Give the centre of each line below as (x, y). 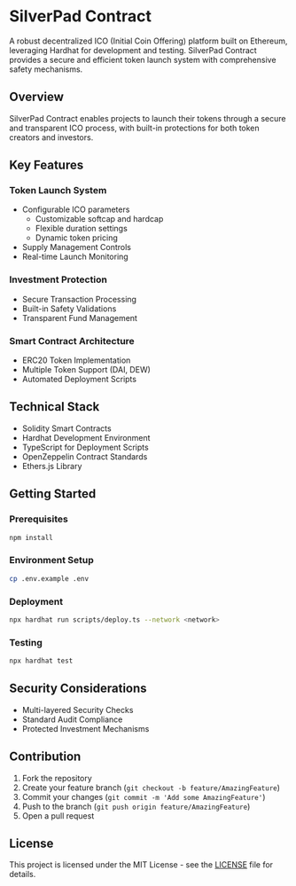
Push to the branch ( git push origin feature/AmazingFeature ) (136, 806)
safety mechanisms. (46, 69)
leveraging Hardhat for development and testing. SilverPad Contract (133, 50)
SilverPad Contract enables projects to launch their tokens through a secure (148, 118)
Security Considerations (78, 689)
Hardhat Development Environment (86, 437)
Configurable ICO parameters (76, 209)
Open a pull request (58, 815)
